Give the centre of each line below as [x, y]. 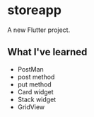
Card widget [36, 91]
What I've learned [47, 52]
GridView [31, 107]
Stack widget [37, 99]
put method [34, 84]
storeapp [35, 10]
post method [36, 77]
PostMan [30, 69]
